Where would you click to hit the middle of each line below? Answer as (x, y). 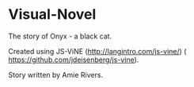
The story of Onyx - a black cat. (60, 36)
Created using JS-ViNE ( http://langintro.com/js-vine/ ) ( (97, 51)
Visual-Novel (52, 14)
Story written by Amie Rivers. (56, 74)
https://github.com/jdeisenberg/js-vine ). (74, 60)
